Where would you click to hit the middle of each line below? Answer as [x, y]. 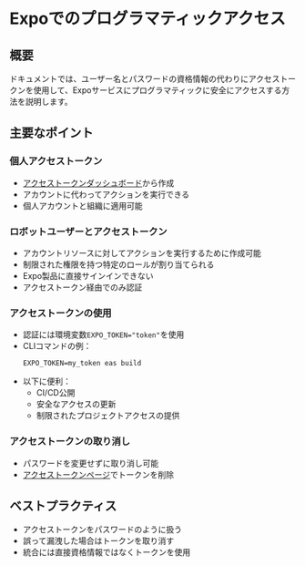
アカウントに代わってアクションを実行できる [106, 194]
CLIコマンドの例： [57, 346]
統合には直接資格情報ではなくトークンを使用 [107, 552]
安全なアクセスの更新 [76, 404]
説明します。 [49, 102]
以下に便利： [46, 381]
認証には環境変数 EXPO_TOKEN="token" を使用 [103, 334]
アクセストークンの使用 [61, 313]
